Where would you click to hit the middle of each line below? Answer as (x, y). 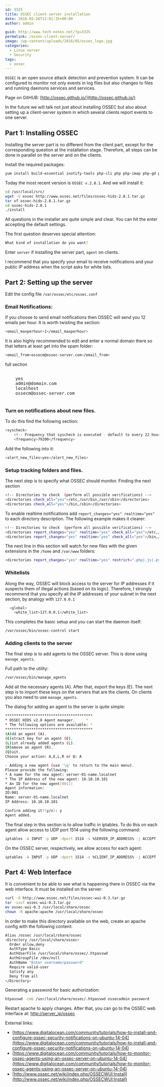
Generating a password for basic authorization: (52, 990)
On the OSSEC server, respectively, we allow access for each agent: (74, 848)
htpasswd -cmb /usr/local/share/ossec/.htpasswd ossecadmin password (77, 999)
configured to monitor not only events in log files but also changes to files (79, 83)
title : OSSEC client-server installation (48, 14)
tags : (10, 59)
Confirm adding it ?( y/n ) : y (34, 810)
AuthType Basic (25, 949)
